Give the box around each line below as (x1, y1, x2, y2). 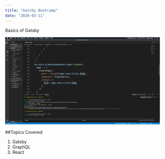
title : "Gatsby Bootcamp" (5, 8, 58, 13)
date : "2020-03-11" (5, 13, 45, 18)
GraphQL (12, 144, 31, 150)
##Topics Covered (5, 129, 43, 135)
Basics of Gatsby (5, 27, 39, 33)
